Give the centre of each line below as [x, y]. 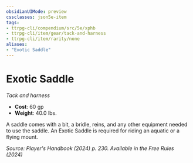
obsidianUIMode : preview [36, 11]
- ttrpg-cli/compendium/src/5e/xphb [51, 28]
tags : [13, 22]
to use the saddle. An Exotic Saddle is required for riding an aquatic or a [93, 131]
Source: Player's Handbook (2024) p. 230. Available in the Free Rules [90, 148]
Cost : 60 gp [29, 107]
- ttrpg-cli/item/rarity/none [43, 39]
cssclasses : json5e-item [36, 17]
